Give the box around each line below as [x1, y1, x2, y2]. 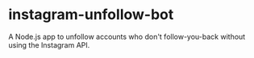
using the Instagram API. [8, 40, 90, 49]
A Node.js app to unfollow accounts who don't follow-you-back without [8, 32, 246, 41]
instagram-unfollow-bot [8, 6, 174, 24]
